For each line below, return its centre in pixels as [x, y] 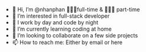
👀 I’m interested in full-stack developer [61, 16]
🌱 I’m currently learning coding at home [62, 29]
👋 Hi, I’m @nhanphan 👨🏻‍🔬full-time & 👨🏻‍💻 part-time [76, 9]
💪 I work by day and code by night [55, 22]
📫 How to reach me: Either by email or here [67, 42]
